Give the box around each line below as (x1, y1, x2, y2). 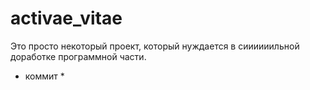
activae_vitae (10, 7, 123, 30)
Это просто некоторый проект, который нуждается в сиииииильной (10, 40, 300, 52)
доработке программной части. (10, 50, 147, 62)
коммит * (24, 70, 65, 82)
